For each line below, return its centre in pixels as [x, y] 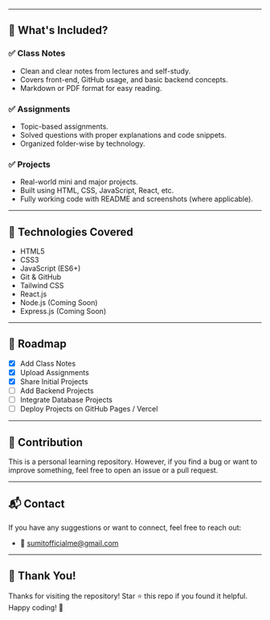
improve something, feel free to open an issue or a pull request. [113, 470]
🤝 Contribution [45, 442]
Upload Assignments [55, 372]
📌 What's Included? [58, 30]
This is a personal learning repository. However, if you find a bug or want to [133, 462]
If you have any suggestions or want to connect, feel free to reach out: [125, 527]
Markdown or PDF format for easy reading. [91, 88]
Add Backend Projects [57, 391]
